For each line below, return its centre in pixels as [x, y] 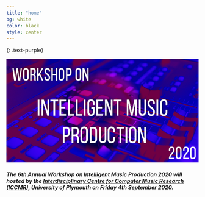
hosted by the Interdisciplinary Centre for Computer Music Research [95, 181]
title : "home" [24, 13]
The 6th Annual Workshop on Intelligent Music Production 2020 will [94, 174]
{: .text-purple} [25, 50]
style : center [24, 32]
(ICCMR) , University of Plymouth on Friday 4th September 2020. [90, 187]
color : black [23, 26]
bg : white [19, 19]
